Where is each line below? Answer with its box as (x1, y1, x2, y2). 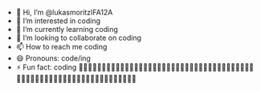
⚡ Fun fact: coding (15, 62, 77, 72)
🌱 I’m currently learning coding (15, 25, 119, 34)
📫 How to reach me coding (15, 42, 108, 51)
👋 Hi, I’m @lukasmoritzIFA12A (15, 8, 113, 17)
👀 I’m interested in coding (15, 16, 101, 26)
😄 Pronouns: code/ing (15, 53, 91, 63)
